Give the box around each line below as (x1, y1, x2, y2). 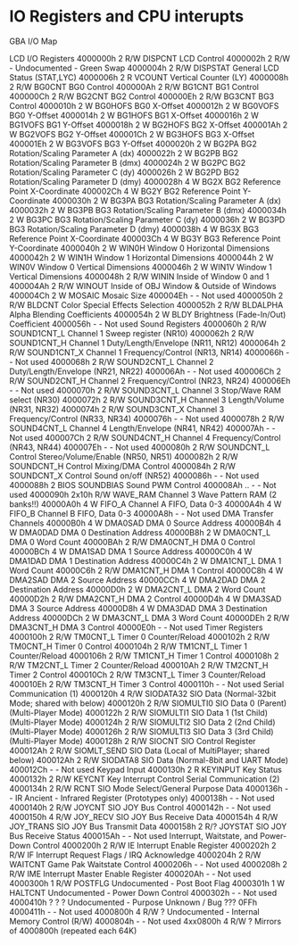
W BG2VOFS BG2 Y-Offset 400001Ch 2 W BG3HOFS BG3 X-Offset (9, 128, 255, 139)
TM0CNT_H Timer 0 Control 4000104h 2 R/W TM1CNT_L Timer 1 (9, 641, 248, 651)
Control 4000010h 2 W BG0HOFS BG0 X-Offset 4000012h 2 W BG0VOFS (9, 100, 279, 111)
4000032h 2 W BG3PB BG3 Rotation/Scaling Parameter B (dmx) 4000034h (9, 204, 287, 215)
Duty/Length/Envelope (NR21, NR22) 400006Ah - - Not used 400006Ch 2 (9, 366, 281, 377)
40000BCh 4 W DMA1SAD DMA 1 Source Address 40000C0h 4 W (9, 546, 253, 557)
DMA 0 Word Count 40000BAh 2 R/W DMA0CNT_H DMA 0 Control (9, 536, 256, 547)
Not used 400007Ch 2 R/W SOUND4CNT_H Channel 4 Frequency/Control (9, 432, 281, 443)
